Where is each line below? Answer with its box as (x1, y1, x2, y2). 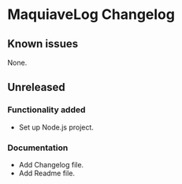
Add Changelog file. (18, 160, 84, 169)
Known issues (7, 37, 79, 51)
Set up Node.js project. (18, 122, 94, 132)
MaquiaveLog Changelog (7, 6, 175, 24)
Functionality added (7, 104, 86, 115)
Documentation (7, 142, 69, 153)
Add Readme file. (18, 168, 76, 178)
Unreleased (7, 81, 66, 94)
